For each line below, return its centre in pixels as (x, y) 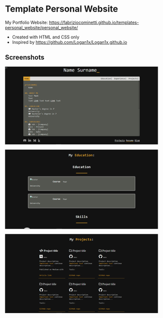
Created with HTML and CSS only (46, 37)
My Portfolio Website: (27, 22)
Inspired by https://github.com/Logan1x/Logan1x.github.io (70, 42)
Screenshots (25, 58)
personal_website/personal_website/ (42, 27)
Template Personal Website (62, 9)
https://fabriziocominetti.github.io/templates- (94, 22)
